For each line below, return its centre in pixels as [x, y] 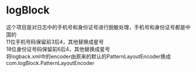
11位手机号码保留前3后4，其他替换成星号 [55, 42]
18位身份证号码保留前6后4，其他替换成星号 [58, 49]
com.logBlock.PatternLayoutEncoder [50, 63]
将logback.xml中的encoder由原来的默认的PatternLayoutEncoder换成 [89, 56]
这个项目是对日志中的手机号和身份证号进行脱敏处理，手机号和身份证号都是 [96, 27]
